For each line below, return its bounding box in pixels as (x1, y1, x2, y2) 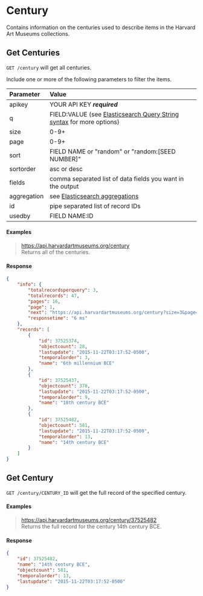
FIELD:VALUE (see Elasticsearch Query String (49, 110, 179, 118)
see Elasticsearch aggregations (49, 192, 139, 200)
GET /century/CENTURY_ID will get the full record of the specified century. (6, 489, 187, 496)
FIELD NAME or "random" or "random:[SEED (49, 147, 176, 155)
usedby (9, 212, 31, 220)
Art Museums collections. (6, 30, 70, 37)
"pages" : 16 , (28, 298, 61, 304)
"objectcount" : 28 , (38, 343, 88, 349)
